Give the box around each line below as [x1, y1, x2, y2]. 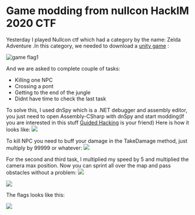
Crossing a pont [14, 82, 54, 89]
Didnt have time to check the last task [14, 95, 107, 102]
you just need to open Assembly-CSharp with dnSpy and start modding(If [6, 113, 184, 120]
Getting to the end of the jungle [14, 89, 91, 96]
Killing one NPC [14, 76, 53, 83]
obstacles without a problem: [6, 169, 77, 176]
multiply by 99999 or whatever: [6, 144, 82, 151]
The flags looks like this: [6, 191, 65, 198]
